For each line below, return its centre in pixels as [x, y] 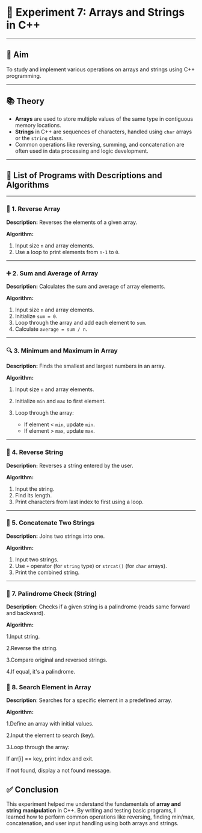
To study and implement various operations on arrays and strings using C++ [101, 69]
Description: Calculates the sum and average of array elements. [86, 286]
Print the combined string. [47, 572]
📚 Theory [26, 101]
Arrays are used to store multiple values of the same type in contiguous [104, 119]
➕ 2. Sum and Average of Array [52, 273]
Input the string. [35, 489]
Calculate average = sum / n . [51, 329]
